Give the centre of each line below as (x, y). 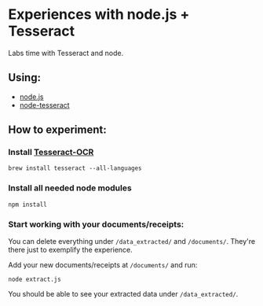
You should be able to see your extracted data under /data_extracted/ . (123, 294)
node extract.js (35, 280)
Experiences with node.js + (99, 15)
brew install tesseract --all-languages (75, 168)
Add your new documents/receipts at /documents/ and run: (103, 265)
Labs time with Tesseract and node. (66, 53)
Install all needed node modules (70, 188)
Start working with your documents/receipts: (96, 224)
